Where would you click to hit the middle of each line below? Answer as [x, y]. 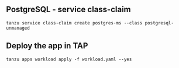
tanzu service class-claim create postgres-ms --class [74, 23]
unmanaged [18, 28]
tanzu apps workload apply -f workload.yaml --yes [69, 59]
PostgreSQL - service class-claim [69, 10]
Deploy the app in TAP [47, 46]
